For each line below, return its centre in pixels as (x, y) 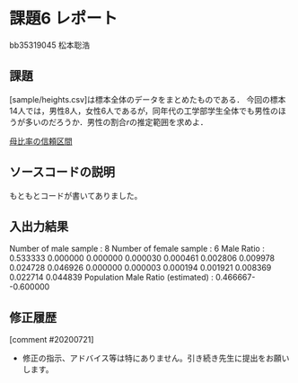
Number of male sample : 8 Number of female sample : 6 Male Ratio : (137, 249)
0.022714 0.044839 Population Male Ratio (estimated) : (111, 277)
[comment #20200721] (52, 340)
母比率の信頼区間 (41, 141)
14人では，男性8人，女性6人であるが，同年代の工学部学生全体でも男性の (144, 111)
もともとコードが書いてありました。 (76, 195)
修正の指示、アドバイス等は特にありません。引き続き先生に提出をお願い (156, 358)
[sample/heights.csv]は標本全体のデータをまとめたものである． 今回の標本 (148, 99)
